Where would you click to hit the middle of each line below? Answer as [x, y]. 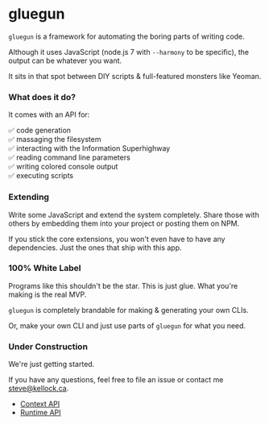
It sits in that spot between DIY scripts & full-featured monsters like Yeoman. [135, 76]
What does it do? [42, 97]
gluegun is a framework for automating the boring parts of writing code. [127, 36]
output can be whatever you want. [65, 60]
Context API [40, 404]
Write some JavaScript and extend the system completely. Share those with [134, 215]
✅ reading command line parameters [69, 157]
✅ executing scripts [41, 176]
